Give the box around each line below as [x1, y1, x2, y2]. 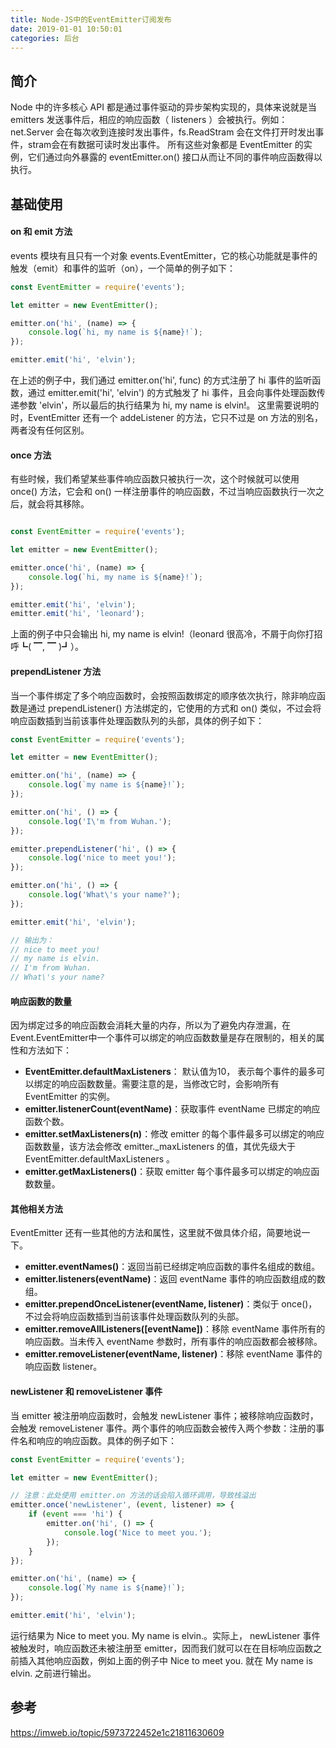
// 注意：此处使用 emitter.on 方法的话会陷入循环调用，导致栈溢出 [10, 1491, 257, 1501]
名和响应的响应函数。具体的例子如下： [18, 1434, 177, 1446]
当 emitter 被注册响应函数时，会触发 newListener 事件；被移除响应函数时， [10, 1409, 319, 1421]
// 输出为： [10, 935, 55, 945]
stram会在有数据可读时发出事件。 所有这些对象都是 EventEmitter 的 [27, 139, 304, 151]
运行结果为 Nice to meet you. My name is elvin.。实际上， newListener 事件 [10, 1629, 321, 1641]
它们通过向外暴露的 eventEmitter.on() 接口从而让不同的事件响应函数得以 [27, 151, 323, 163]
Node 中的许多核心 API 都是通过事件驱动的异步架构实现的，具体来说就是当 [10, 101, 317, 113]
